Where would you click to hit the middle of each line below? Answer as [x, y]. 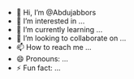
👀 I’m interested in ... [50, 21]
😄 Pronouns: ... [42, 59]
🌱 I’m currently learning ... [59, 29]
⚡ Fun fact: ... [38, 68]
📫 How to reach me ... [54, 47]
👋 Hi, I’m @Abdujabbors [56, 12]
